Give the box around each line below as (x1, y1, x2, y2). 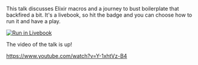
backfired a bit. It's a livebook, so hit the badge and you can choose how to (6, 11, 193, 18)
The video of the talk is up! (6, 41, 73, 48)
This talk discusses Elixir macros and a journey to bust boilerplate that (6, 5, 179, 12)
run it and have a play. (6, 18, 61, 24)
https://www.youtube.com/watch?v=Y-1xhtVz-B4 (6, 52, 127, 59)
